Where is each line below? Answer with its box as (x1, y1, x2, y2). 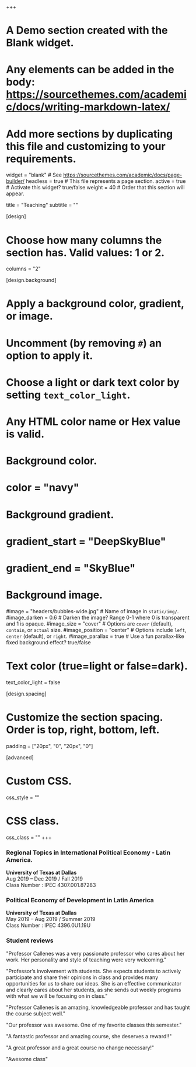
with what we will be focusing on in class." (6, 992, 108, 1000)
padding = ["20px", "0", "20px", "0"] (6, 742, 93, 749)
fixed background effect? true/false (6, 638, 92, 645)
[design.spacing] (6, 690, 47, 697)
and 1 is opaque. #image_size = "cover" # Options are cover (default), (6, 620, 173, 627)
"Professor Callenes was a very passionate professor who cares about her (6, 950, 185, 957)
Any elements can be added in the (6, 63, 174, 76)
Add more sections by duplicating (6, 127, 173, 141)
